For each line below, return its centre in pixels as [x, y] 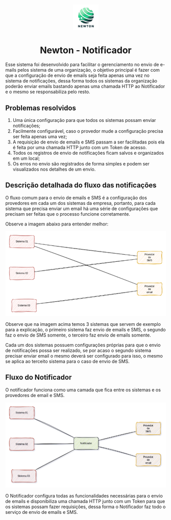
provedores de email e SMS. [35, 395]
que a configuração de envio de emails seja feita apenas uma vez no [77, 75]
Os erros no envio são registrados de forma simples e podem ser [81, 163]
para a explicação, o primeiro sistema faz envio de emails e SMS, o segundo [86, 329]
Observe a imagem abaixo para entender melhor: [57, 224]
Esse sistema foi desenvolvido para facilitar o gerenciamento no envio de [82, 65]
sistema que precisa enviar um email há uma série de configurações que [82, 209]
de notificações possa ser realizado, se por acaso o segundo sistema [78, 350]
